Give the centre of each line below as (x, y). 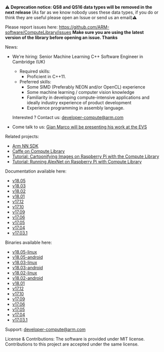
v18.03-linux (25, 262)
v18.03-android (27, 268)
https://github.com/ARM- (84, 27)
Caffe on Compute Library (38, 151)
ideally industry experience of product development (79, 103)
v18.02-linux (25, 273)
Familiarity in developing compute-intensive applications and (88, 97)
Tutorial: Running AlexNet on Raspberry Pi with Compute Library (77, 161)
